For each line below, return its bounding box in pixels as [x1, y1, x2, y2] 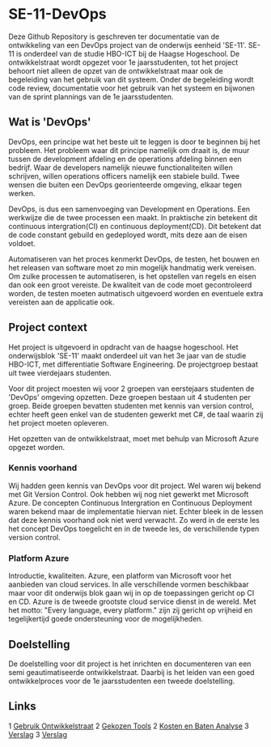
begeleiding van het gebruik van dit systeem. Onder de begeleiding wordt [8, 74, 254, 84]
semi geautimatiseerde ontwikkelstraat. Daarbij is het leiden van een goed [8, 667, 255, 677]
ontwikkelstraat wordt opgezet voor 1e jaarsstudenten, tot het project [8, 57, 239, 67]
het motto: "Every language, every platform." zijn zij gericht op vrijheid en [8, 605, 253, 615]
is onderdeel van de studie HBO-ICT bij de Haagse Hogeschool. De [15, 49, 240, 58]
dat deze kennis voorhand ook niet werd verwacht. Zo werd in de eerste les [8, 515, 260, 524]
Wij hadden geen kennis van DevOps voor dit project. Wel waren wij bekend [8, 481, 261, 490]
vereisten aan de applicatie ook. [8, 297, 115, 307]
